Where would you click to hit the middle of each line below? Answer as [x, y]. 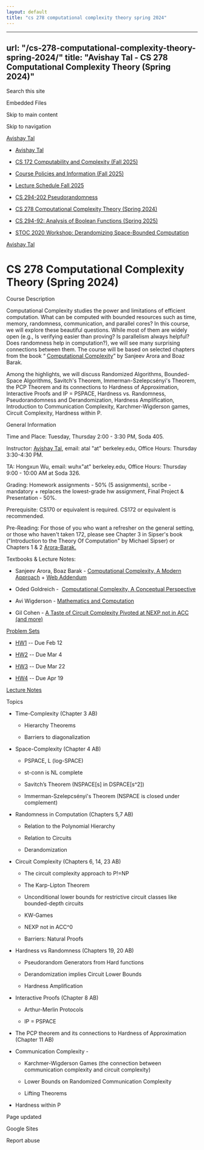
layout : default [27, 12]
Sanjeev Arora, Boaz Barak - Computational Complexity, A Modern [98, 571]
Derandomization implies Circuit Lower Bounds [83, 974]
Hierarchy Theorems [50, 726]
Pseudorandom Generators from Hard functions [84, 962]
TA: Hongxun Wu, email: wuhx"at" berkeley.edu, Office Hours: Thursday [97, 467]
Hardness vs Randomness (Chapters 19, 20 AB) [74, 951]
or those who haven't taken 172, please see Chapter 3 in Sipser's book [95, 535]
